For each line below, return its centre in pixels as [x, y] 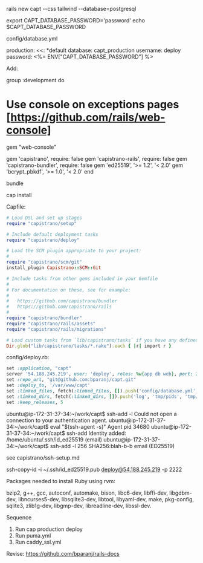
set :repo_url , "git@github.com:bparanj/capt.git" [71, 380]
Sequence [19, 517]
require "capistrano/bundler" [44, 318]
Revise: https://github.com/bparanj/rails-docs [63, 553]
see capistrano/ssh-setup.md [43, 457]
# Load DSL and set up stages [44, 218]
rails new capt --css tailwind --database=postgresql [71, 9]
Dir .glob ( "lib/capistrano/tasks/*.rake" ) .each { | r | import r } [89, 346]
